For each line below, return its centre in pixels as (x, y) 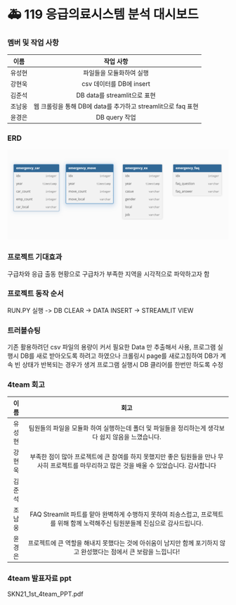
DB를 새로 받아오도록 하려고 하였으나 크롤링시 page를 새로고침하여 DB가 (119, 356)
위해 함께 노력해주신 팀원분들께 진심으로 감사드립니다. (130, 523)
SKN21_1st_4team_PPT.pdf (45, 594)
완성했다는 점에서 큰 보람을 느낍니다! (130, 552)
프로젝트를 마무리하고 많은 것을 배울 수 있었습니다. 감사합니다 (133, 466)
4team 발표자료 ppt (39, 578)
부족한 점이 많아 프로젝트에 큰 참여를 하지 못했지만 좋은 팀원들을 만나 (123, 457)
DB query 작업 (116, 118)
